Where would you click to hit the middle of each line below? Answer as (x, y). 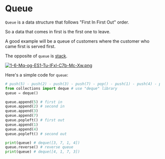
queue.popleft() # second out (36, 134)
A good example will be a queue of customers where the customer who (77, 41)
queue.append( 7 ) (22, 116)
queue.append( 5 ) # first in (34, 102)
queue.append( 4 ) (22, 129)
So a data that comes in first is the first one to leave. (58, 31)
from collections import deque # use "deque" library (61, 88)
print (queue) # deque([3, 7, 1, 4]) (42, 143)
